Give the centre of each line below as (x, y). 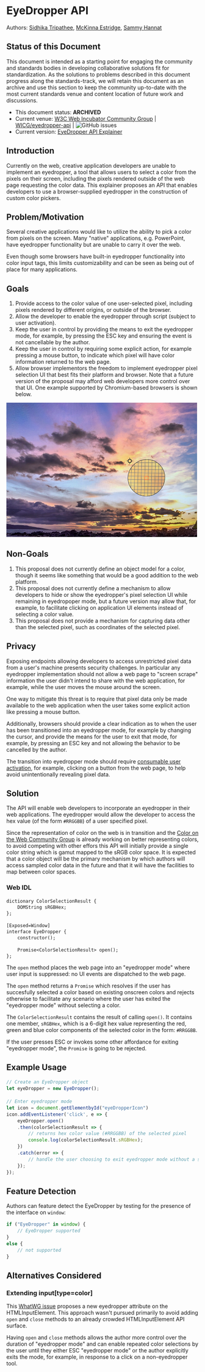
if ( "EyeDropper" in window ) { (46, 1224)
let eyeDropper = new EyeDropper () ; (53, 1089)
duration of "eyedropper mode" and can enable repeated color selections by (103, 1344)
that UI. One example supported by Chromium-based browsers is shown (106, 388)
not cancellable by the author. (52, 342)
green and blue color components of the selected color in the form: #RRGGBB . (102, 1030)
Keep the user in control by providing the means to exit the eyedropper (104, 330)
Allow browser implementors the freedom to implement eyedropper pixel (106, 368)
